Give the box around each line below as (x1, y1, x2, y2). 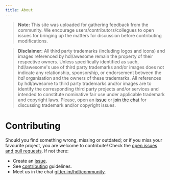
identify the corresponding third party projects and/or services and (17, 85, 159, 92)
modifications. (17, 38, 48, 44)
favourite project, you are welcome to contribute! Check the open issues (5, 142, 157, 148)
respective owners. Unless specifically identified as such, (17, 58, 139, 64)
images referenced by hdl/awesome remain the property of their (17, 53, 153, 59)
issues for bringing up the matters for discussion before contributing (17, 32, 162, 38)
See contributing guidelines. (12, 163, 72, 169)
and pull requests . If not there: (5, 148, 69, 154)
